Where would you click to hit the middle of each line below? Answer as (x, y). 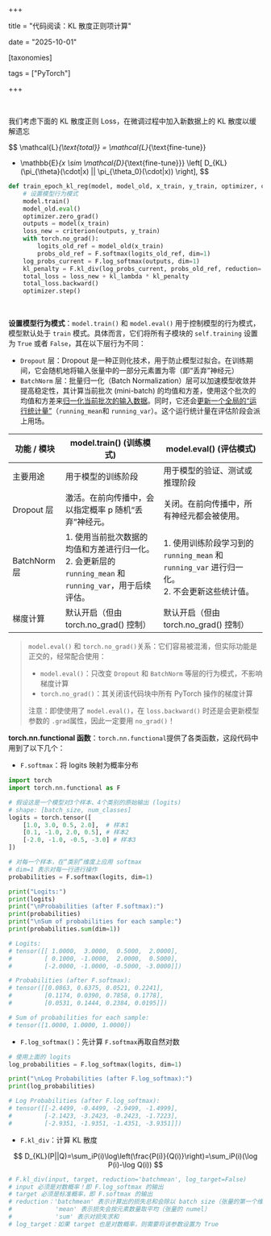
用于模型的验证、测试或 (208, 471)
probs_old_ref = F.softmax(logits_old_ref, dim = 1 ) (124, 254)
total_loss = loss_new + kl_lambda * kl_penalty (106, 276)
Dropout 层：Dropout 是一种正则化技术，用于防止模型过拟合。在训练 (133, 360)
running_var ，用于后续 (108, 585)
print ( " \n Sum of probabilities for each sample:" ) (95, 922)
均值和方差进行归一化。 (110, 549)
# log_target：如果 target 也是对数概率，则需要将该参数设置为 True (114, 1224)
